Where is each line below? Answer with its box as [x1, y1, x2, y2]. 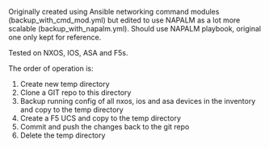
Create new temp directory [19, 80, 111, 88]
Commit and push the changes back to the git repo [19, 122, 190, 131]
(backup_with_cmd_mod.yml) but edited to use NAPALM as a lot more [8, 15, 241, 25]
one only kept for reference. [8, 32, 102, 42]
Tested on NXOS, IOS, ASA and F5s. [8, 48, 128, 57]
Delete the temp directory [19, 130, 106, 140]
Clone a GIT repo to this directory [19, 88, 132, 97]
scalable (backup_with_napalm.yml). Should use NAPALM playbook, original [8, 24, 261, 33]
